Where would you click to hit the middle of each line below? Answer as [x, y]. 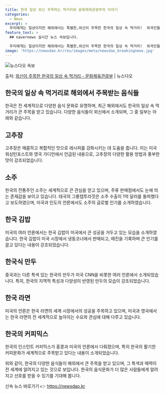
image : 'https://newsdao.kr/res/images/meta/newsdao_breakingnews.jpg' [80, 51]
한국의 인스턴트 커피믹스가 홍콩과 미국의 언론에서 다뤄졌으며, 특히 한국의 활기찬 [81, 347]
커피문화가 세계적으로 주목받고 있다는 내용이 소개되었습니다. [62, 353]
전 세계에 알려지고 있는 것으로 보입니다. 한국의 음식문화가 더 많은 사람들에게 [77, 370]
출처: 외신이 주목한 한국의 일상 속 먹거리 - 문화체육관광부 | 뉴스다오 [69, 76]
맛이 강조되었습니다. [24, 160]
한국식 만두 [21, 262]
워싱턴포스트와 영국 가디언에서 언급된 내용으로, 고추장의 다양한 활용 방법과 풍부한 [82, 154]
